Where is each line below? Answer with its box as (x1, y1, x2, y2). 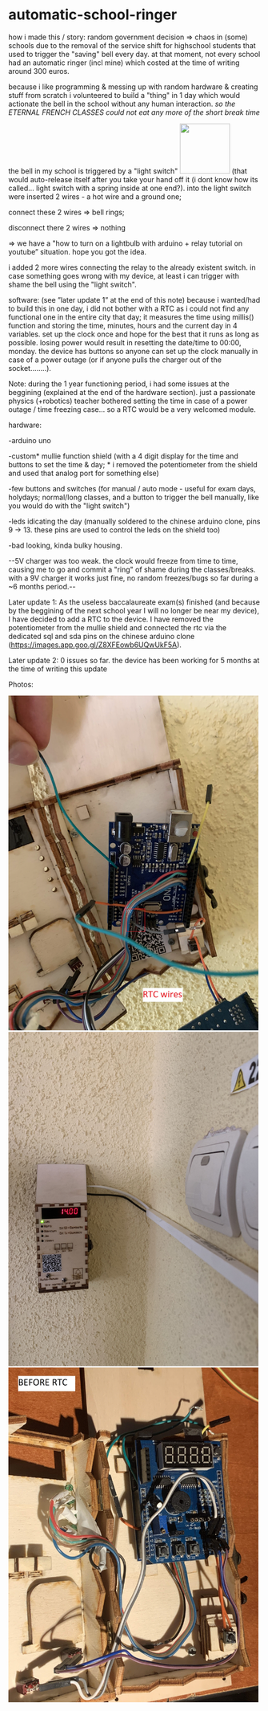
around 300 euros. (8, 66, 70, 75)
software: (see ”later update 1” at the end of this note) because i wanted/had (8, 295, 261, 304)
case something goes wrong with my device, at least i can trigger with (8, 271, 240, 280)
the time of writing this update (8, 664, 108, 674)
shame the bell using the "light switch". (8, 279, 138, 289)
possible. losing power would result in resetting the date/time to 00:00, (8, 337, 242, 347)
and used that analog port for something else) (8, 468, 160, 478)
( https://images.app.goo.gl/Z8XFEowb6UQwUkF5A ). (8, 640, 182, 650)
